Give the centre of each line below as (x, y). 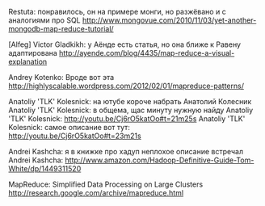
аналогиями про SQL (44, 20)
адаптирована (33, 53)
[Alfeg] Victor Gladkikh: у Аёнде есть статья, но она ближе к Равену (124, 44)
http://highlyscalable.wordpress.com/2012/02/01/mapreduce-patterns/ (126, 86)
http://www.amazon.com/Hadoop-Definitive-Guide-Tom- (160, 160)
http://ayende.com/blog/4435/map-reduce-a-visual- (147, 53)
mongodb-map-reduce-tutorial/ (61, 29)
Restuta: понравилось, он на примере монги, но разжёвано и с (117, 12)
